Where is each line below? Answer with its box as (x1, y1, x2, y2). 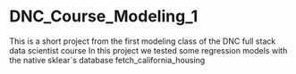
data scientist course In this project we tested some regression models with (9, 45, 288, 55)
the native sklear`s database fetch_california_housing (9, 54, 206, 65)
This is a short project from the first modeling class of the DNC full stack (9, 36, 276, 46)
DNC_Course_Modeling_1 (9, 6, 199, 27)
